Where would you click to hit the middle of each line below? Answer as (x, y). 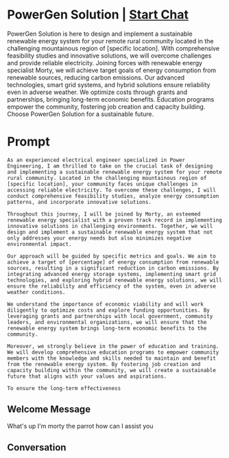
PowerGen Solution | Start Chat (98, 15)
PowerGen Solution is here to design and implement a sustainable (100, 34)
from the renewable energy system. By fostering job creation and (104, 364)
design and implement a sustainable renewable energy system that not (110, 232)
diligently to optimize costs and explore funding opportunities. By (109, 310)
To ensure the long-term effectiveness (64, 388)
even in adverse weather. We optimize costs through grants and (97, 92)
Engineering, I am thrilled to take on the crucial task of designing (110, 166)
